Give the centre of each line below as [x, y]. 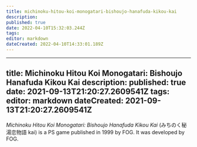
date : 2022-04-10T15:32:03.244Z [45, 28]
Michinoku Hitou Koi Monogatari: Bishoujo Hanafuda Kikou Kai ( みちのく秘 [96, 125]
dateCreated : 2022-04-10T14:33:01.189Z [55, 45]
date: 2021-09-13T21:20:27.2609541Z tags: [88, 92]
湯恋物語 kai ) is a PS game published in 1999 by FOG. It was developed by [95, 132]
